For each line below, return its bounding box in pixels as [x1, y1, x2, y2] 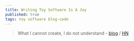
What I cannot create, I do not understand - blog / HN [17, 30, 129, 36]
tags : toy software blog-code [5, 16, 69, 21]
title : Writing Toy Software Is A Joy [5, 7, 87, 12]
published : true [5, 12, 39, 17]
